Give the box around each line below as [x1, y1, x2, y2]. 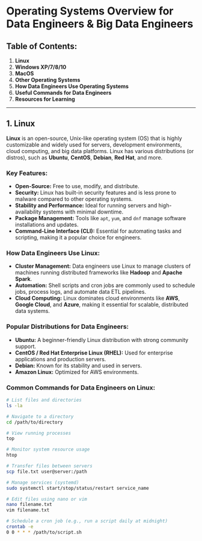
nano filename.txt [6, 502, 52, 508]
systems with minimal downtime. [43, 208, 124, 215]
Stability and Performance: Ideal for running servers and [14, 202, 158, 209]
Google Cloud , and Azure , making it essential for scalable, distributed [14, 301, 188, 308]
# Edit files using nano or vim [6, 496, 87, 502]
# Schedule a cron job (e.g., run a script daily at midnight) [6, 518, 168, 524]
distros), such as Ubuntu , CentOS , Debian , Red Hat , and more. [6, 154, 163, 161]
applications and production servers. [14, 355, 106, 362]
